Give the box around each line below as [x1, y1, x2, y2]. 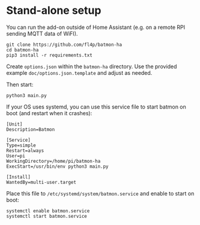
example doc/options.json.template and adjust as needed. [6, 69, 153, 76]
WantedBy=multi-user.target [6, 179, 77, 185]
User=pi [6, 153, 26, 159]
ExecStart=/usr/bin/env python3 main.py [6, 163, 109, 170]
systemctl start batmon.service [6, 213, 87, 219]
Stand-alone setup [6, 4, 102, 17]
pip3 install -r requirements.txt [6, 52, 93, 58]
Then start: [6, 81, 34, 88]
